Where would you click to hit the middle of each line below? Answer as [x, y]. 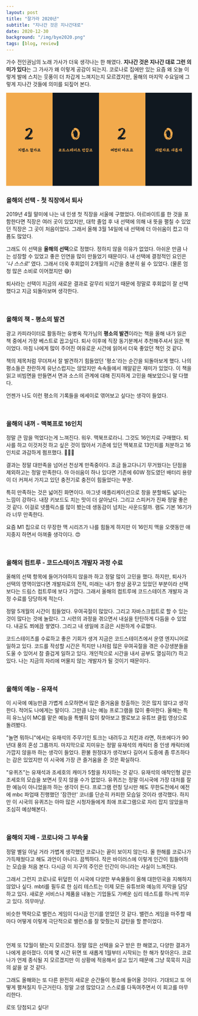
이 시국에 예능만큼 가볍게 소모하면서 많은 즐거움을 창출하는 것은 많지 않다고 [92, 703]
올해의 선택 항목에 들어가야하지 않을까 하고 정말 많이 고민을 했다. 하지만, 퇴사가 [96, 577]
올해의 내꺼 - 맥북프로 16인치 [44, 424]
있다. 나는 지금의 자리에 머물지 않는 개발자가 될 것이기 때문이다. [78, 661]
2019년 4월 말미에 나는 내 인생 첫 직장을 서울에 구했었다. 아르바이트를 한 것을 [94, 214]
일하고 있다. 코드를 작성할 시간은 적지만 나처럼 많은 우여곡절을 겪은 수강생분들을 [97, 646]
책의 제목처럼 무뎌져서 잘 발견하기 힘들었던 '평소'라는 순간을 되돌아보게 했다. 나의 [99, 361]
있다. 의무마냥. [29, 901]
